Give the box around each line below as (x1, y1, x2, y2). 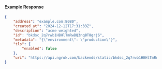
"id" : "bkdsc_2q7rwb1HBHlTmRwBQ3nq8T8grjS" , (13, 33, 104, 37)
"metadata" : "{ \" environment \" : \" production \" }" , (13, 37, 118, 42)
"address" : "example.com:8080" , (13, 19, 78, 24)
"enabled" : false (22, 46, 57, 51)
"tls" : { (13, 42, 31, 47)
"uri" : (13, 55, 27, 60)
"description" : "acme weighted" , (13, 28, 81, 33)
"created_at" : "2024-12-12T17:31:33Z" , (13, 23, 94, 29)
